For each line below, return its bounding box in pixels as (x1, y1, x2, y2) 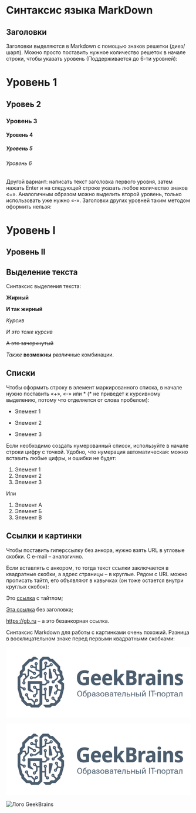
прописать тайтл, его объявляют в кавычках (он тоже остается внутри (6, 577, 184, 584)
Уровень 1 (6, 76, 58, 89)
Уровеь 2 (6, 99, 42, 109)
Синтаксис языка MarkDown (6, 4, 153, 17)
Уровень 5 (6, 145, 33, 152)
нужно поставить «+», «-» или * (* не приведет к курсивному (6, 390, 161, 397)
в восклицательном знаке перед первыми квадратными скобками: (6, 634, 175, 642)
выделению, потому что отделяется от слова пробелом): (6, 396, 150, 404)
